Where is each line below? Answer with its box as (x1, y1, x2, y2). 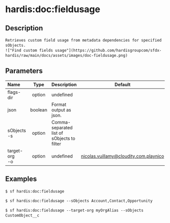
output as (51, 106, 71, 113)
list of (51, 130, 63, 136)
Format (51, 101, 67, 107)
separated (51, 125, 73, 131)
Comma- (51, 119, 71, 125)
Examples (5, 175, 37, 183)
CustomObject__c (5, 213, 39, 218)
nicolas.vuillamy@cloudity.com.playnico (80, 153, 164, 159)
